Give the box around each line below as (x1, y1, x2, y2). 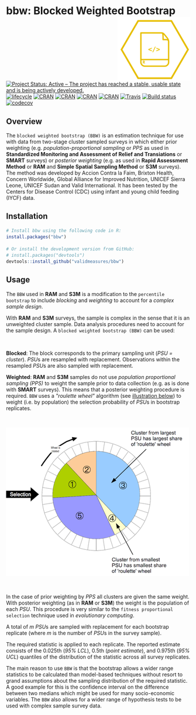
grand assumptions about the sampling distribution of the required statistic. (6, 677, 188, 684)
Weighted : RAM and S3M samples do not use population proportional (6, 373, 176, 380)
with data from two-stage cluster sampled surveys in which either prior (6, 138, 177, 145)
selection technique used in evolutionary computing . (6, 612, 135, 619)
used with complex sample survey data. (6, 702, 102, 709)
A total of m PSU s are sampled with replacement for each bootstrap (6, 623, 170, 630)
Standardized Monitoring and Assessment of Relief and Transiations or (6, 151, 183, 157)
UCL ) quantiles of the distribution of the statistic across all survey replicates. (6, 653, 191, 660)
